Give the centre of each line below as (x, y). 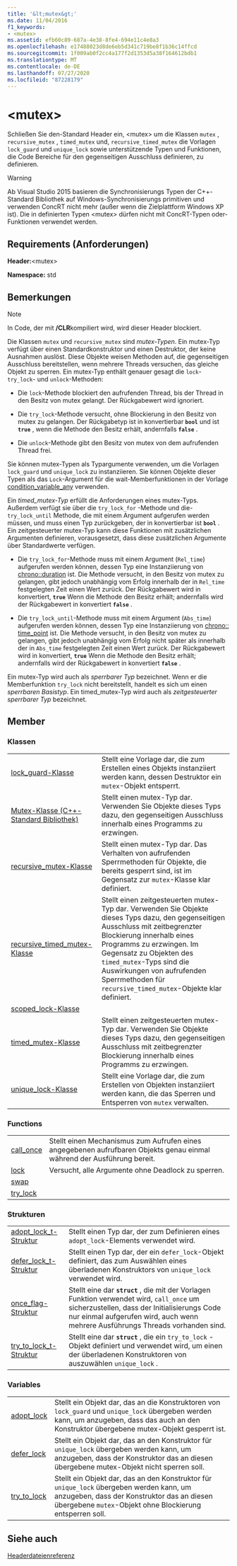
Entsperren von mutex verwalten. (155, 1102)
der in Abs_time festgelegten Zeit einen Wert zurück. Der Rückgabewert (121, 647)
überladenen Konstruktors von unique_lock (140, 1270)
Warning (19, 178)
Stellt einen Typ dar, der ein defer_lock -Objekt (146, 1252)
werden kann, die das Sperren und (158, 1093)
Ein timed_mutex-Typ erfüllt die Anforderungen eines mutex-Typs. (103, 500)
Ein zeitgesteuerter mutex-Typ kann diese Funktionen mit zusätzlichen (109, 530)
